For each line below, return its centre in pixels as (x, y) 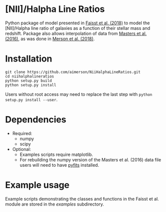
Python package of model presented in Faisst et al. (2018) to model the (78, 23)
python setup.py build (28, 80)
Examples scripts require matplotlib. (56, 154)
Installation (29, 59)
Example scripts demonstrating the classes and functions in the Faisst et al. (82, 199)
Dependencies (36, 120)
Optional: (22, 149)
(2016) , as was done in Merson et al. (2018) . (50, 39)
